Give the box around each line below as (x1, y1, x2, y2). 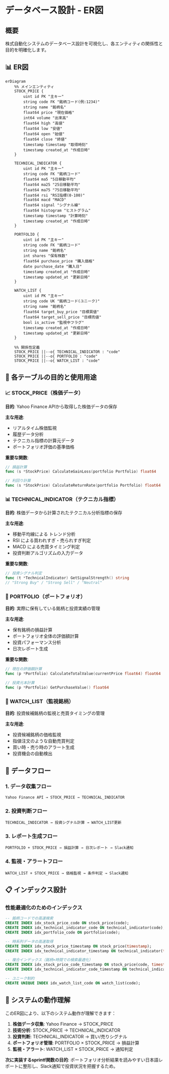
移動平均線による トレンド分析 (12, 531, 76, 537)
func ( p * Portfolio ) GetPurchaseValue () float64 (5, 685, 109, 690)
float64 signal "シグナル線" (23, 203, 80, 208)
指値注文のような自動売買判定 (12, 738, 74, 744)
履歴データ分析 (12, 431, 44, 437)
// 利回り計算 (5, 478, 31, 484)
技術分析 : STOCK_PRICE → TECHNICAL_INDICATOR (12, 1027, 121, 1033)
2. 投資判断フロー (5, 807, 48, 814)
